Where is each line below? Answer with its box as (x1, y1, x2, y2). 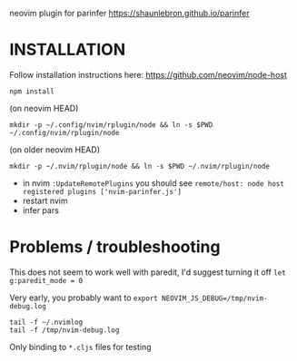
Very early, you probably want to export (9, 292, 159, 303)
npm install (9, 86, 54, 96)
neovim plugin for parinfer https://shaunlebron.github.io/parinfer (9, 8, 250, 18)
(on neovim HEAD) (9, 102, 79, 113)
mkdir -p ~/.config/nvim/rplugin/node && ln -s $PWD (9, 120, 213, 130)
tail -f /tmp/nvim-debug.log (9, 326, 120, 335)
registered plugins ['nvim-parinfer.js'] (22, 187, 182, 196)
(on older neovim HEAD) (9, 144, 100, 155)
